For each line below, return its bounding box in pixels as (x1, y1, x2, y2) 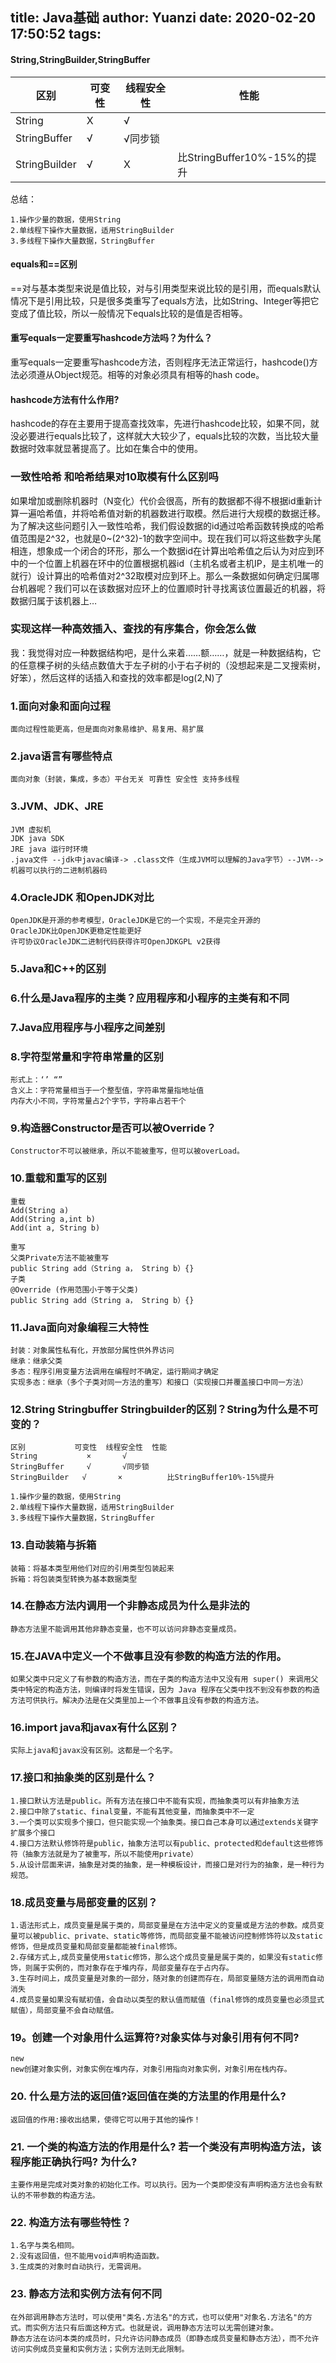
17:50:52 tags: (10, 26, 102, 43)
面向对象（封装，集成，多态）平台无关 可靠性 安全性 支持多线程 (10, 774, 240, 785)
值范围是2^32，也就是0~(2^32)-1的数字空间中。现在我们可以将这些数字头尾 (10, 532, 322, 544)
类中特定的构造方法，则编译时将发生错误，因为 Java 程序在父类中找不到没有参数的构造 (10, 1685, 320, 1695)
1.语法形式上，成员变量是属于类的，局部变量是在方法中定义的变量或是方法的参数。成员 (10, 1921, 317, 1931)
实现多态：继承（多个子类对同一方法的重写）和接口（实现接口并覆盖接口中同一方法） (10, 1377, 308, 1387)
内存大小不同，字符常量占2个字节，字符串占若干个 (10, 1096, 187, 1107)
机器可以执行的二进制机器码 (10, 865, 108, 875)
